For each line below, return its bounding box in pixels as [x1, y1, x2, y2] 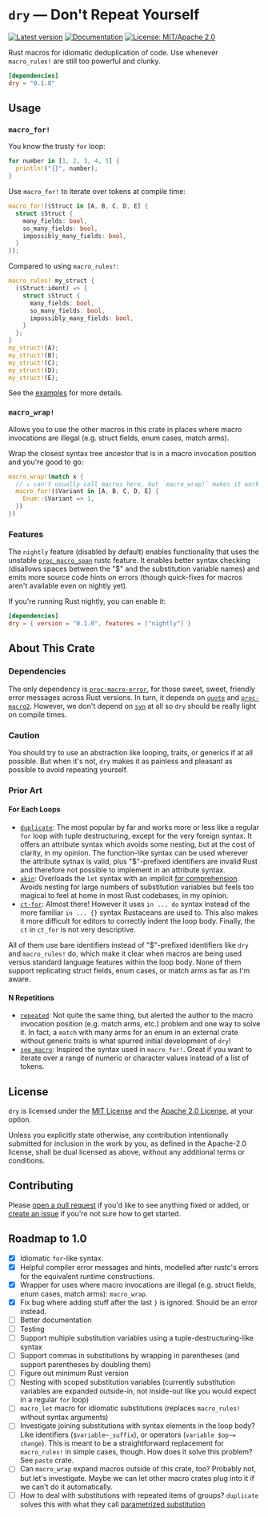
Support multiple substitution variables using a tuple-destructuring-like [19, 1333, 254, 1343]
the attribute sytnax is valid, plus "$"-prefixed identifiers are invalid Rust [19, 856, 258, 867]
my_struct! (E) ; [8, 374, 59, 382]
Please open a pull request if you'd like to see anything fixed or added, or [8, 1200, 250, 1210]
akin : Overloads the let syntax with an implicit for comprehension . [19, 874, 240, 884]
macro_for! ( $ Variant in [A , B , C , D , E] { [15, 487, 159, 496]
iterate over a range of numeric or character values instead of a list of [19, 1053, 250, 1063]
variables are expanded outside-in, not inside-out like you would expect [19, 1386, 257, 1396]
